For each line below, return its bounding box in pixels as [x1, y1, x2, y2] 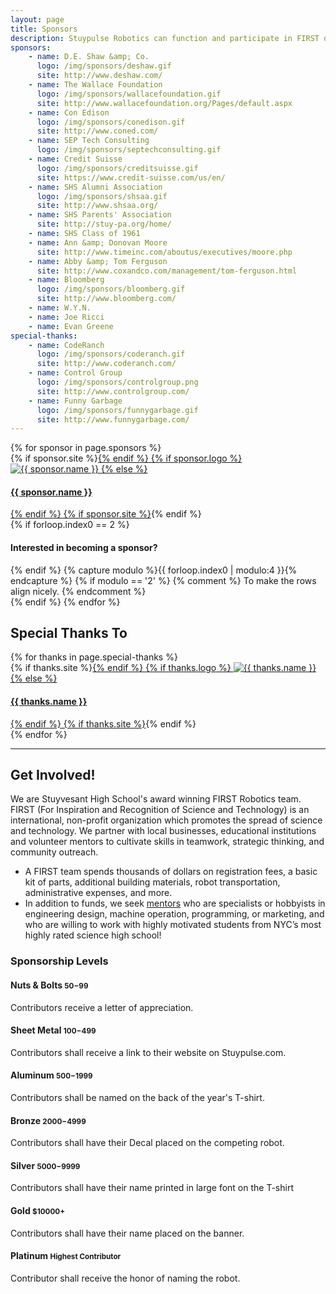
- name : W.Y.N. [28, 303, 92, 313]
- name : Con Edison [28, 107, 110, 118]
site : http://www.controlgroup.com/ [36, 386, 190, 396]
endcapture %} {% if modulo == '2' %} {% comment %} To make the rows [10, 574, 317, 586]
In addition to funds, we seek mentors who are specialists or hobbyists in [24, 897, 326, 910]
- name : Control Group [28, 368, 123, 378]
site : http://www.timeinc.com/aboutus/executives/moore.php [36, 247, 293, 257]
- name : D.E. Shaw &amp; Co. [28, 52, 150, 62]
